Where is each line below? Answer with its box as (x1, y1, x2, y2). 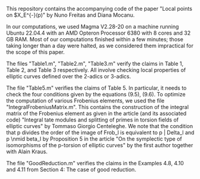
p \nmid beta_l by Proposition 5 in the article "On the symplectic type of (6, 135, 182, 142)
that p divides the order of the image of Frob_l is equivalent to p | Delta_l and (6, 129, 195, 136)
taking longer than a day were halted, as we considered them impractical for (6, 42, 194, 49)
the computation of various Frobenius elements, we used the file (6, 97, 165, 104)
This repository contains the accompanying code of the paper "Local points (6, 5, 193, 12)
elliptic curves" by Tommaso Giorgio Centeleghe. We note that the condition (6, 123, 193, 129)
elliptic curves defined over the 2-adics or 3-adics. (6, 73, 131, 80)
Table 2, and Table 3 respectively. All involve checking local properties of (6, 66, 186, 74)
